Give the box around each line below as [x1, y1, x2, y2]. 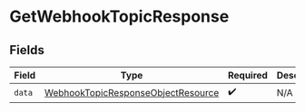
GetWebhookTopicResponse [9, 6, 230, 27]
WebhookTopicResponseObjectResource [44, 86, 220, 98]
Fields [9, 42, 45, 58]
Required [227, 70, 268, 81]
